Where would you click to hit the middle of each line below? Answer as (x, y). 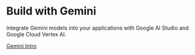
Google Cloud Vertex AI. (36, 34)
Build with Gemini (51, 11)
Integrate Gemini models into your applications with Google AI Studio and (97, 28)
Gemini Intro (21, 46)
